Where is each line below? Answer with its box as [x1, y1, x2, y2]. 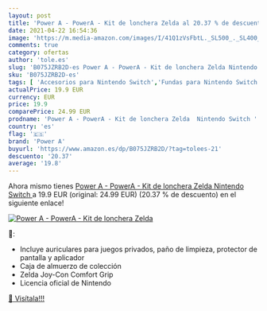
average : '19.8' [8, 160, 62, 168]
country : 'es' [8, 122, 56, 130]
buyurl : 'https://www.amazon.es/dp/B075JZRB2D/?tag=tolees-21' [8, 145, 222, 153]
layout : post [8, 11, 52, 20]
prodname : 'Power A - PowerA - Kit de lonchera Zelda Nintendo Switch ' [8, 115, 258, 123]
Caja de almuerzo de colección [19, 262, 122, 271]
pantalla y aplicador [19, 253, 85, 262]
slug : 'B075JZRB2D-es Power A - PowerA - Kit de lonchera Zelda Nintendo [8, 64, 258, 72]
